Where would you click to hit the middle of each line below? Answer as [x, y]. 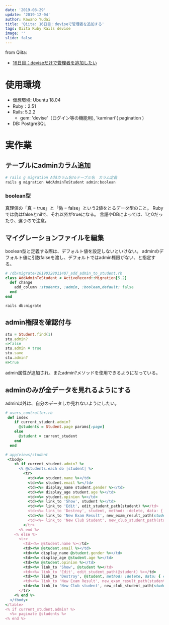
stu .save [14, 353]
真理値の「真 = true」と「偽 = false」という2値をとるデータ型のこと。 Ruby [84, 208]
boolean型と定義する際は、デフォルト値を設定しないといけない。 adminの [82, 251]
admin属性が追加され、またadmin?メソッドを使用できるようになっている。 [83, 372]
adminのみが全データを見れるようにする [68, 390]
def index [18, 417]
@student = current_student [48, 436]
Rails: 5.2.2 [24, 112]
